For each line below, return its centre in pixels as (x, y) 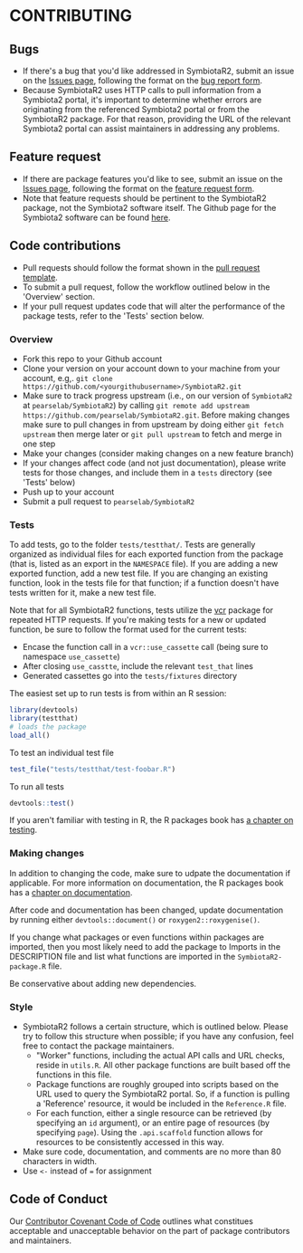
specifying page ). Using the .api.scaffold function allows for (150, 1133)
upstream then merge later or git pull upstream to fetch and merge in (152, 434)
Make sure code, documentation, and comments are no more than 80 (152, 1152)
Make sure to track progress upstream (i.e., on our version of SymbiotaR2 (157, 396)
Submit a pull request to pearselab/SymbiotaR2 (109, 501)
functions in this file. (74, 1075)
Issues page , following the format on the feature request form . (138, 188)
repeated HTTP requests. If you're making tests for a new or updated (138, 620)
